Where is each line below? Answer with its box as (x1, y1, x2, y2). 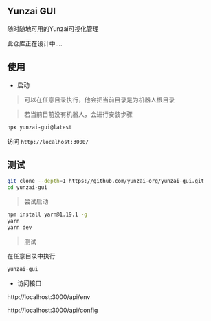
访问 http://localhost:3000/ (7, 137, 89, 145)
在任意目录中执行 (7, 252, 56, 260)
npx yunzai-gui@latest (7, 124, 72, 131)
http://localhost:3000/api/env (7, 292, 91, 301)
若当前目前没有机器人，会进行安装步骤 (23, 110, 133, 118)
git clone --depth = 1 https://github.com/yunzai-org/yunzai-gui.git (7, 178, 205, 185)
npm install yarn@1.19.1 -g (7, 211, 88, 219)
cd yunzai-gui (7, 184, 48, 191)
